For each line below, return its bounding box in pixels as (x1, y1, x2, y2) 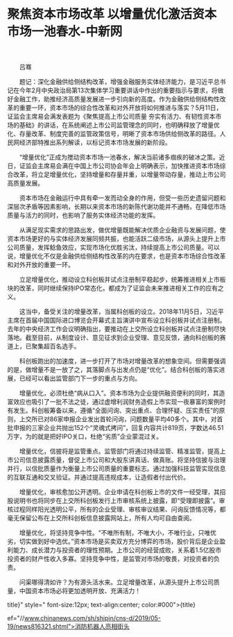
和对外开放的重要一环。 (7, 260, 74, 269)
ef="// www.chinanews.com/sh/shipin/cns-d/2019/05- (7, 613, 162, 622)
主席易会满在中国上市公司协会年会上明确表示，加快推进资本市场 (37, 161, 220, 170)
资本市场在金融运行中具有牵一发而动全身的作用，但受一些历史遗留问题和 (19, 194, 226, 202)
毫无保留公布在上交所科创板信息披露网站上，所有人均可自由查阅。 (7, 513, 196, 522)
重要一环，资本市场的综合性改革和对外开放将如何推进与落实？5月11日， (19, 103, 223, 112)
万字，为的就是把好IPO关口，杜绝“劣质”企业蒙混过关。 (7, 432, 163, 441)
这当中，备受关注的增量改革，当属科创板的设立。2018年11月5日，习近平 (19, 307, 224, 316)
